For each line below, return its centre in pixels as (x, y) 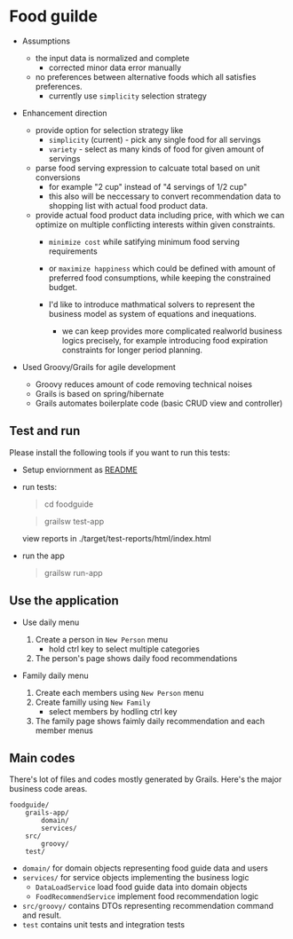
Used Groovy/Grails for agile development (99, 367)
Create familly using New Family (93, 702)
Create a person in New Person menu (102, 639)
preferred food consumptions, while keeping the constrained (159, 278)
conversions (58, 177)
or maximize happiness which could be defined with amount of (162, 268)
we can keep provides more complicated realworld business (172, 331)
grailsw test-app (74, 521)
